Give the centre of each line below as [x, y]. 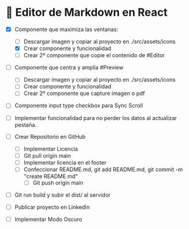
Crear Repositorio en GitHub [50, 136]
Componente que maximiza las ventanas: [66, 29]
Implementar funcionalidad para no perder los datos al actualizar [96, 118]
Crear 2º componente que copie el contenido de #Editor [94, 55]
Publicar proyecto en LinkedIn [52, 207]
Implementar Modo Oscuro [48, 219]
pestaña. [26, 125]
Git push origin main [58, 183]
